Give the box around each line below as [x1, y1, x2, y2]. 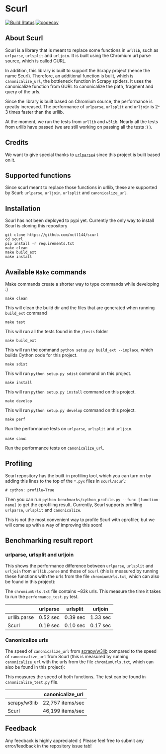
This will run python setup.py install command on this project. [5, 389, 136, 394]
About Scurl [5, 34, 43, 42]
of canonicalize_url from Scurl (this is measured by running [5, 653, 129, 659]
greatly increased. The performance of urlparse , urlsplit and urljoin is [5, 103, 154, 110]
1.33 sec [90, 614, 111, 621]
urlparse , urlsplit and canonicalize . [5, 507, 82, 513]
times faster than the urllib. [9, 109, 64, 115]
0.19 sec [39, 622, 60, 629]
